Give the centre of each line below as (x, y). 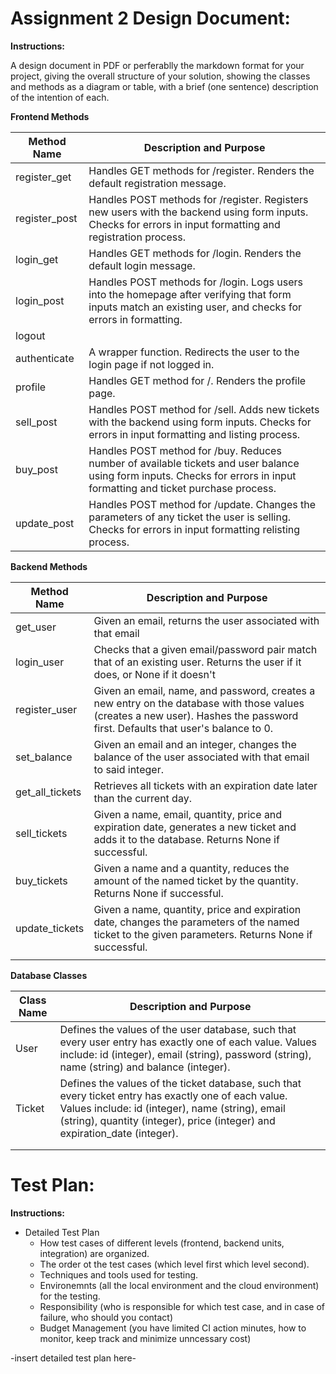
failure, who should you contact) (106, 1317)
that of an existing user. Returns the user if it (197, 662)
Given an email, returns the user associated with (206, 620)
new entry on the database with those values (199, 703)
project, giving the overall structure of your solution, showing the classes (160, 76)
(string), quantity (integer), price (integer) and (167, 1120)
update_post (45, 523)
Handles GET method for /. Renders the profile (197, 380)
